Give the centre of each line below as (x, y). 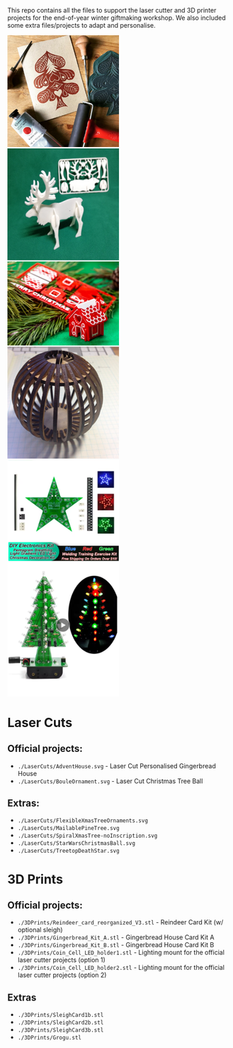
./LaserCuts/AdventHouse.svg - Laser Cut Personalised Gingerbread (116, 765)
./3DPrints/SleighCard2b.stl (61, 1023)
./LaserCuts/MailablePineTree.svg (68, 829)
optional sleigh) (40, 930)
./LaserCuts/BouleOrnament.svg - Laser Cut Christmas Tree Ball (110, 781)
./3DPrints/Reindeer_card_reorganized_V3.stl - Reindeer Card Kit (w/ (120, 922)
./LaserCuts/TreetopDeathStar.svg (68, 851)
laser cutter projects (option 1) (62, 960)
